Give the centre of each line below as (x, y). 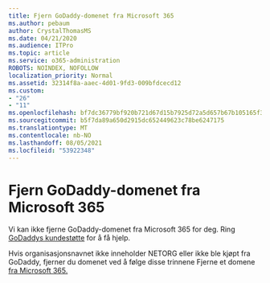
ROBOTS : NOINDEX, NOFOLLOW (53, 68)
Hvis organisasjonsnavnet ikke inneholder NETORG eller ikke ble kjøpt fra (129, 253)
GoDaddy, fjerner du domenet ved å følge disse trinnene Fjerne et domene (132, 262)
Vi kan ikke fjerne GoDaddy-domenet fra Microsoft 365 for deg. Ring (122, 229)
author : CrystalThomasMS (50, 31)
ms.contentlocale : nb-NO (50, 135)
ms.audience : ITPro (41, 46)
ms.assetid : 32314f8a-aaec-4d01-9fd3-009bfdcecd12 (95, 83)
